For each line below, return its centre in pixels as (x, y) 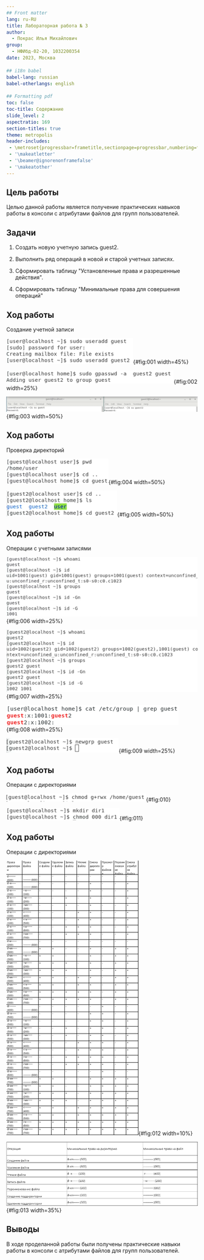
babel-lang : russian (32, 77)
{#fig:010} (158, 800)
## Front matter (27, 13)
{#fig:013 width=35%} (34, 1210)
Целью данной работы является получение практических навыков (93, 207)
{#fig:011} (131, 818)
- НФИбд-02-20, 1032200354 (46, 52)
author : (16, 32)
